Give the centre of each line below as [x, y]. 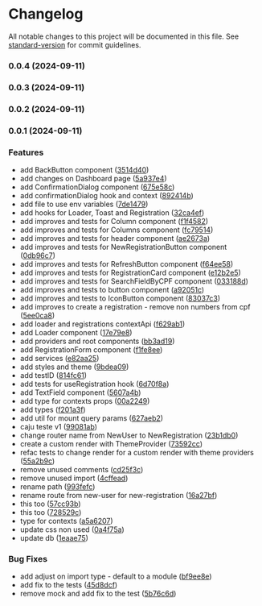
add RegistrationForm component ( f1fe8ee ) [91, 349]
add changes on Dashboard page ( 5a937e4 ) [93, 178]
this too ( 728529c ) [51, 512]
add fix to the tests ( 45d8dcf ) [69, 585]
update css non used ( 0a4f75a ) [72, 529]
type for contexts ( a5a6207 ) [67, 521]
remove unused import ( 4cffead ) [74, 478]
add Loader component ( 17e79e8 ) [76, 332]
